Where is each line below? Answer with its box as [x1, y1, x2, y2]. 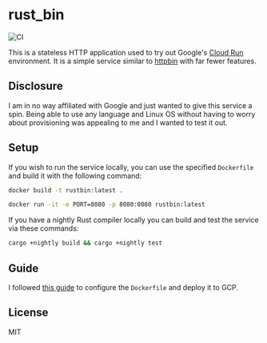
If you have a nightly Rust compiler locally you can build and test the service [8, 215, 260, 225]
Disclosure [8, 79, 63, 93]
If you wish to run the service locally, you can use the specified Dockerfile [8, 162, 254, 171]
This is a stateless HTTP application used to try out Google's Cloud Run [8, 47, 244, 57]
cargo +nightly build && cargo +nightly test [8, 239, 162, 248]
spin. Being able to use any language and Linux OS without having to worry [8, 109, 256, 119]
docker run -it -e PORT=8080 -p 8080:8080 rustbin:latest [8, 200, 205, 209]
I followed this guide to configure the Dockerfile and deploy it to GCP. [8, 283, 238, 292]
